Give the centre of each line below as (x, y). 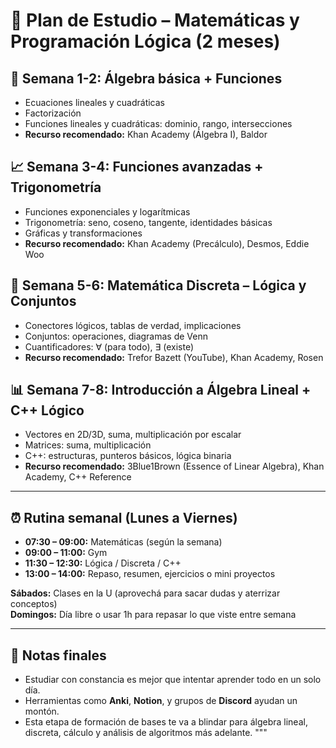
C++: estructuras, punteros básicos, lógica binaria (128, 456)
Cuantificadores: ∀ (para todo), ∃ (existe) (109, 346)
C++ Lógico (47, 410)
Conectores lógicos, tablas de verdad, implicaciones (133, 325)
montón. (42, 711)
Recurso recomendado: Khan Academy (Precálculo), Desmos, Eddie (167, 243)
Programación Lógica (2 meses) (145, 41)
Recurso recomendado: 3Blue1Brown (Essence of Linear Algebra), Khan (174, 466)
